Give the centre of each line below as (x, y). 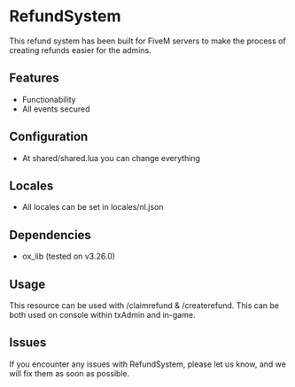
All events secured (56, 109)
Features (34, 78)
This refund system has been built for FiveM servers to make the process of (147, 41)
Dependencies (50, 235)
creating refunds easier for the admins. (81, 50)
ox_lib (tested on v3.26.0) (69, 256)
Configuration (49, 137)
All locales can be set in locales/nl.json (93, 207)
